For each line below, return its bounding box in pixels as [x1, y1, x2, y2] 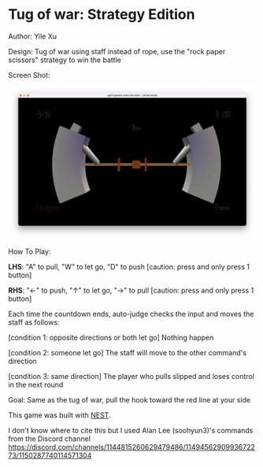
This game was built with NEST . [8, 410, 111, 420]
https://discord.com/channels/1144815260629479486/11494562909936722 [8, 443, 256, 451]
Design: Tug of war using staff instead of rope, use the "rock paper [8, 46, 226, 56]
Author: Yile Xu [8, 31, 57, 41]
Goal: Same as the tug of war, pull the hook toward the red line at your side [8, 395, 250, 404]
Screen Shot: [8, 70, 50, 79]
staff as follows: [8, 318, 60, 327]
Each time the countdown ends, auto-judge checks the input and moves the [8, 309, 254, 318]
